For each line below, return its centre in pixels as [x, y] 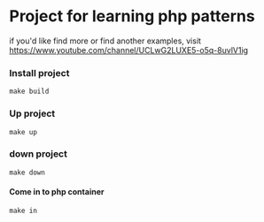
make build [29, 92]
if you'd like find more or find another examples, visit [105, 41]
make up [23, 132]
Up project [32, 114]
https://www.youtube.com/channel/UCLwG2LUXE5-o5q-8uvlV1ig [129, 50]
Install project [39, 73]
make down [27, 172]
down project [39, 154]
